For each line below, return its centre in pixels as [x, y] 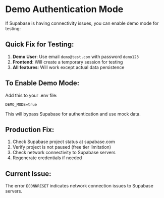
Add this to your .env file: [31, 95]
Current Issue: [28, 174]
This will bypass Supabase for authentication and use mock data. [73, 114]
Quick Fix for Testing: [40, 45]
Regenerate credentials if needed [47, 158]
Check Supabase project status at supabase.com [64, 142]
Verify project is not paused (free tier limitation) [62, 147]
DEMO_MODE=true [21, 104]
